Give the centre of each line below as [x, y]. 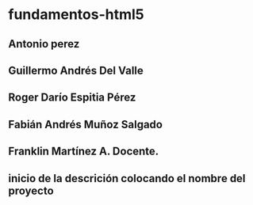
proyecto [31, 190]
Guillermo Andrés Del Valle [76, 70]
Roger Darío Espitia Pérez [72, 98]
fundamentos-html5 [76, 15]
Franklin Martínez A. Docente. [84, 152]
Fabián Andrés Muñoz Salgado [85, 124]
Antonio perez [44, 44]
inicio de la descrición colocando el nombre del [127, 178]
